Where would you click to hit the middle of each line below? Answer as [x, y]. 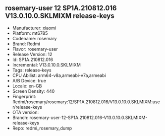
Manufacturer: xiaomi [34, 28]
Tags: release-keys [32, 70]
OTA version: [26, 112]
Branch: [20, 117]
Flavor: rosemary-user [35, 49]
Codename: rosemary [34, 38]
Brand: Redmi [26, 44]
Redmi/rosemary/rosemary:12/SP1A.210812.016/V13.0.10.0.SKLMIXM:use [86, 102]
